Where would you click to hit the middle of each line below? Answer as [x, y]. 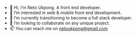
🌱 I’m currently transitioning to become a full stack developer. [71, 18]
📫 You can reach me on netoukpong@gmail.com [59, 28]
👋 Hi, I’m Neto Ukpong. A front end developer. [55, 8]
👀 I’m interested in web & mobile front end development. [66, 13]
